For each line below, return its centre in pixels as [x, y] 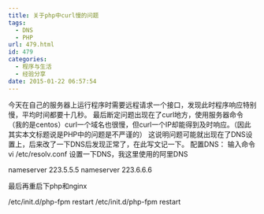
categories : [28, 60]
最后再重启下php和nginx [48, 186]
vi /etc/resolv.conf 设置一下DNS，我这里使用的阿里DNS [98, 153]
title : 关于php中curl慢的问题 [54, 15]
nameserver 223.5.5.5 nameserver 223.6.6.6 [80, 169]
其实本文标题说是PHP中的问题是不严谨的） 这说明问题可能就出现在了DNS [127, 134]
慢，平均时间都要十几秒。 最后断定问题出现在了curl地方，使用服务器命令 [126, 114]
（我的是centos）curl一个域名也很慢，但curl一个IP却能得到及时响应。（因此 [130, 124]
